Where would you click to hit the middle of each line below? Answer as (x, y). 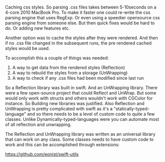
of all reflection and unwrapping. (38, 124)
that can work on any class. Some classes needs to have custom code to (80, 139)
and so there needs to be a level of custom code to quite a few (91, 114)
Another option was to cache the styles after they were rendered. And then (82, 38)
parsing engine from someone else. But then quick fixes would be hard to (80, 23)
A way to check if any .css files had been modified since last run (78, 78)
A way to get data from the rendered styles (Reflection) (69, 67)
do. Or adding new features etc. (38, 28)
